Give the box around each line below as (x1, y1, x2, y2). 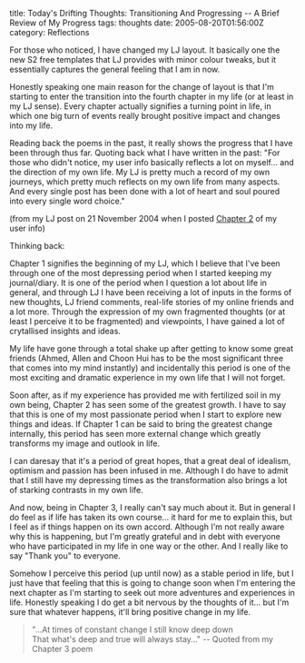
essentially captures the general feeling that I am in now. (9, 64, 221, 74)
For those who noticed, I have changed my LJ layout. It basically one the (9, 45, 280, 55)
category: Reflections (9, 27, 90, 37)
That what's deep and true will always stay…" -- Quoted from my (31, 634, 274, 644)
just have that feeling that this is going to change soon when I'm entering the (9, 578, 296, 589)
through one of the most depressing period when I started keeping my (9, 268, 272, 278)
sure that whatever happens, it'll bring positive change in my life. (9, 607, 251, 617)
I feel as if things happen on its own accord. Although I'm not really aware (9, 521, 285, 532)
